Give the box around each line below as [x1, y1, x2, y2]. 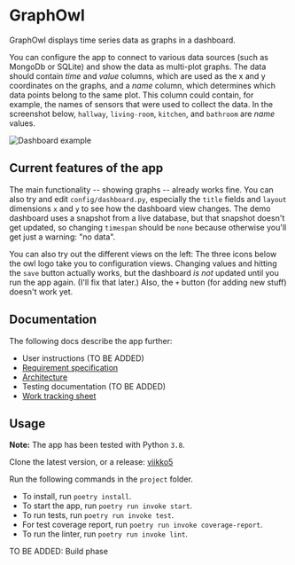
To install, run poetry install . [21, 491, 132, 502]
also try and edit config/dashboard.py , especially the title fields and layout [9, 193, 287, 204]
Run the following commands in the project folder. [9, 474, 193, 484]
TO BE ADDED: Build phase [9, 546, 109, 557]
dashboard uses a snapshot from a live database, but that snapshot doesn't [9, 212, 285, 223]
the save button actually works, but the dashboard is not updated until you [9, 267, 279, 278]
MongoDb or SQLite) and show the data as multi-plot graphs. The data [9, 61, 267, 72]
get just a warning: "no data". [9, 231, 116, 242]
